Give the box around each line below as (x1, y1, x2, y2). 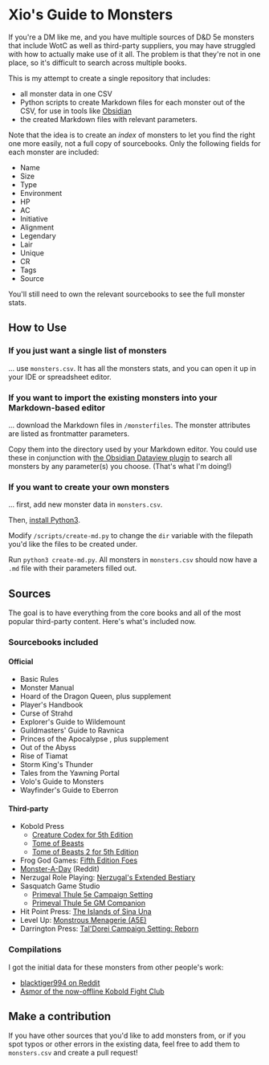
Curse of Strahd (19, 708, 74, 718)
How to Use (8, 321, 67, 335)
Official (8, 656, 34, 666)
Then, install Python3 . (8, 516, 80, 525)
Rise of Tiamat (19, 751, 68, 761)
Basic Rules (19, 675, 59, 684)
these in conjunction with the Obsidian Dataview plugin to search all (8, 452, 233, 463)
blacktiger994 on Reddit (19, 977, 100, 987)
